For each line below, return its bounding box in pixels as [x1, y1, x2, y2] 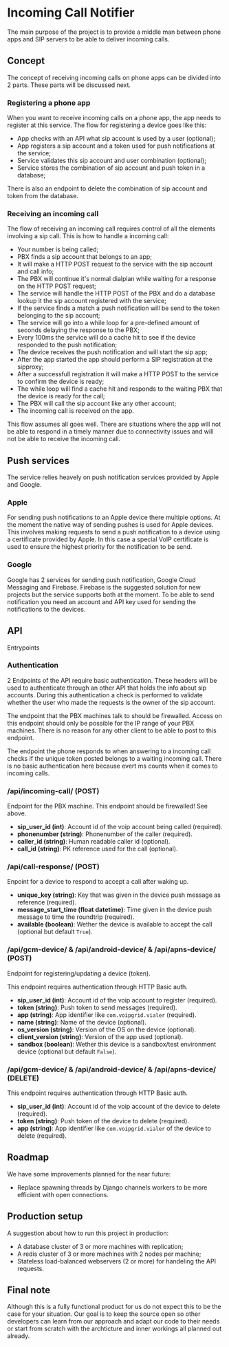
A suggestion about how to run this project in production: [7, 1229, 169, 1237]
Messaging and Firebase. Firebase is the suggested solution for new [7, 583, 201, 591]
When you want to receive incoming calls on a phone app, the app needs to [7, 114, 221, 122]
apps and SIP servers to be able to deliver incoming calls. [7, 35, 170, 43]
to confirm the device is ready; [17, 378, 105, 386]
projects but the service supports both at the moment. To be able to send [7, 590, 215, 599]
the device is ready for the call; [17, 392, 105, 400]
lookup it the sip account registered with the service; [17, 297, 167, 305]
